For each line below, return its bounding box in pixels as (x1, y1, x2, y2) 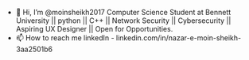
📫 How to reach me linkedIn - (15, 33, 115, 43)
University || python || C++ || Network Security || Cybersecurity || (15, 16, 231, 25)
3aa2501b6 (15, 44, 53, 54)
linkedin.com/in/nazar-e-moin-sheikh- (115, 33, 241, 43)
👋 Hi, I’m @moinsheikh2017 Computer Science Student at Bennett (15, 8, 231, 17)
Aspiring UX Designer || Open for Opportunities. (15, 24, 173, 33)
